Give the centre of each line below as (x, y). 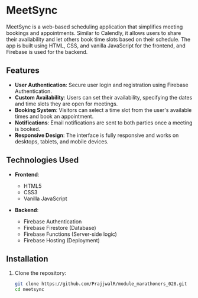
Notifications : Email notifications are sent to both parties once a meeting (103, 123)
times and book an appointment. (54, 116)
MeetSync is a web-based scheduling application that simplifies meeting (95, 27)
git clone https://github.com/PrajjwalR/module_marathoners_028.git (101, 284)
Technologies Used (42, 160)
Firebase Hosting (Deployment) (62, 240)
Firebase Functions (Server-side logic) (70, 234)
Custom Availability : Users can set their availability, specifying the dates (103, 97)
